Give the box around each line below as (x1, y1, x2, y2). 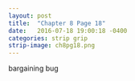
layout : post (8, 11, 52, 20)
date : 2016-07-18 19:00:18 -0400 (8, 26, 128, 34)
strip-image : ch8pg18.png (8, 42, 95, 50)
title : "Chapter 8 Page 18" (8, 19, 106, 27)
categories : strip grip (8, 34, 88, 43)
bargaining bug (8, 63, 59, 73)
